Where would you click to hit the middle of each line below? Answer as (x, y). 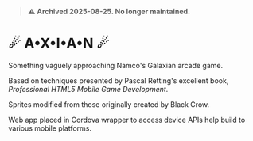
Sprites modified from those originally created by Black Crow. (109, 104)
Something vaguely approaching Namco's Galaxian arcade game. (116, 65)
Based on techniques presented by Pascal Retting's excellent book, (119, 80)
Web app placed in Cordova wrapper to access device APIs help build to (127, 120)
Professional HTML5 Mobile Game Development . (88, 89)
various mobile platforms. (50, 128)
